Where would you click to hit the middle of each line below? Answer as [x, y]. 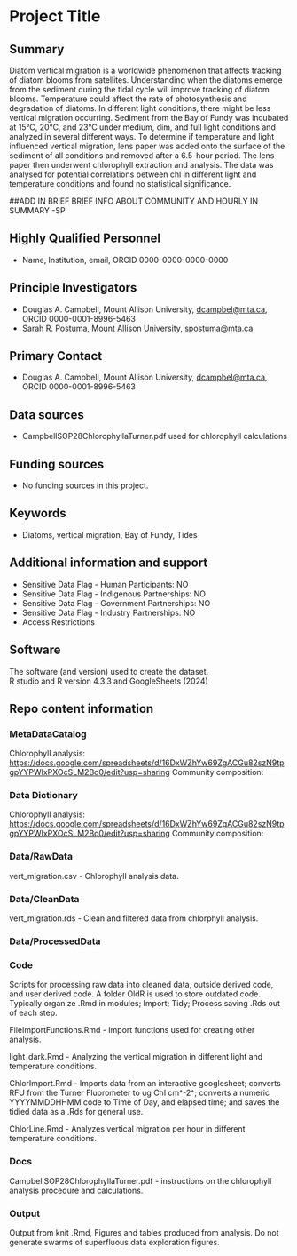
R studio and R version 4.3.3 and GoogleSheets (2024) [109, 681]
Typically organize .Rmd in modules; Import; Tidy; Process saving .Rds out [145, 1004]
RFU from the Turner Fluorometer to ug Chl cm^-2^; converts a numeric [140, 1093]
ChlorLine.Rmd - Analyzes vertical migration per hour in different [127, 1129]
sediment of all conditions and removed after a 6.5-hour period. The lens [142, 156]
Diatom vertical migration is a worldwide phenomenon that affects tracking [145, 70]
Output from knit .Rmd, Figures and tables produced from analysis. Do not [144, 1232]
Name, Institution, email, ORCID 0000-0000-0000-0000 [125, 260]
